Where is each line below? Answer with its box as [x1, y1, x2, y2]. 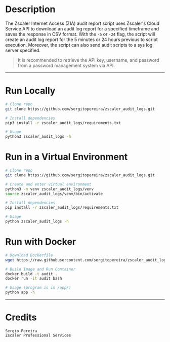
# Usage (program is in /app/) [5, 285, 71, 290]
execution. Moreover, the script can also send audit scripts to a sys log [5, 42, 153, 48]
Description [5, 4, 56, 15]
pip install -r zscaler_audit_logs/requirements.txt [5, 205, 119, 210]
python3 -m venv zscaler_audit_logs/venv [5, 186, 94, 192]
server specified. [5, 47, 40, 53]
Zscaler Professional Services [5, 333, 71, 338]
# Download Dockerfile [5, 252, 53, 258]
